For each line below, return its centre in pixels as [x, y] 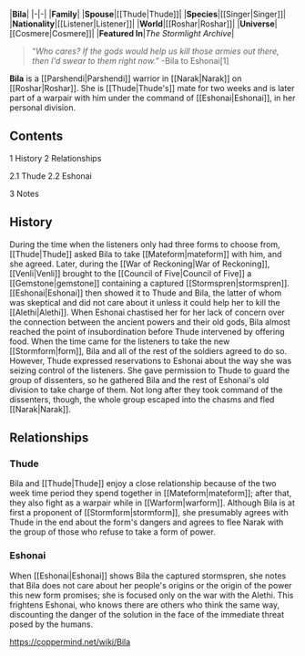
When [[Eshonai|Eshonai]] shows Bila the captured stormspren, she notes [148, 576]
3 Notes [24, 193]
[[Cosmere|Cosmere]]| [52, 33]
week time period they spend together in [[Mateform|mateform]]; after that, [151, 494]
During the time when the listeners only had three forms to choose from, [145, 244]
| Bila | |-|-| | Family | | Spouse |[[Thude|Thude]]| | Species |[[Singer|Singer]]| [148, 14]
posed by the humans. [51, 624]
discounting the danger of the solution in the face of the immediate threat [147, 614]
